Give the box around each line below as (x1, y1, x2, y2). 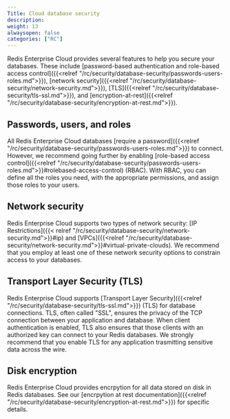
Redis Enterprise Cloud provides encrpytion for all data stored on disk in (7, 383, 211, 391)
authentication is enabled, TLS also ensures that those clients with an (7, 323, 204, 331)
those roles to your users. (7, 181, 80, 189)
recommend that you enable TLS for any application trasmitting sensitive (7, 338, 213, 346)
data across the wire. (7, 345, 67, 354)
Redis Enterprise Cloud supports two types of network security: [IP (7, 218, 198, 227)
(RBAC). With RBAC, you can (125, 166, 207, 174)
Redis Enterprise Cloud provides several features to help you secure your (7, 54, 215, 63)
